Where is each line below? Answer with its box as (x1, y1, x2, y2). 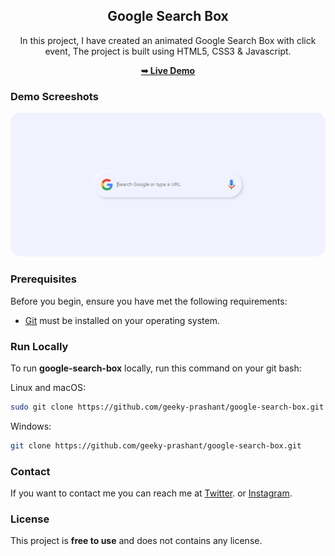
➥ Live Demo (140, 64, 196, 76)
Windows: (10, 420, 52, 432)
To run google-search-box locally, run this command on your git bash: (10, 362, 302, 374)
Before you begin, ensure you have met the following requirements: (10, 295, 288, 307)
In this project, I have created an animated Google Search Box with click (19, 34, 317, 46)
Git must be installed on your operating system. (24, 314, 220, 326)
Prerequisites (10, 272, 77, 286)
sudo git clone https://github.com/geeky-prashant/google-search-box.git (10, 402, 325, 413)
